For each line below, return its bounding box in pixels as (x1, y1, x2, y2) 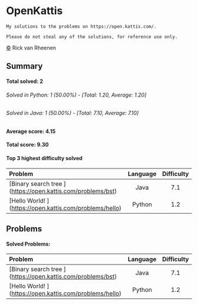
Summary (6, 61, 43, 71)
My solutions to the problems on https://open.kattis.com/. (6, 24, 157, 29)
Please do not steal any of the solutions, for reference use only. (6, 34, 178, 39)
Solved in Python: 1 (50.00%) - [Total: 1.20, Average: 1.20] (6, 91, 147, 98)
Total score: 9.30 (6, 141, 49, 148)
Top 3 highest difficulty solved (6, 154, 82, 161)
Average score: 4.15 (6, 128, 56, 135)
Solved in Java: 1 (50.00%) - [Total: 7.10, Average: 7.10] (6, 110, 139, 117)
